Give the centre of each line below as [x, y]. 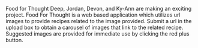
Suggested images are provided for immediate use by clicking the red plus [97, 34]
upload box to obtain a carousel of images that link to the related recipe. [94, 27]
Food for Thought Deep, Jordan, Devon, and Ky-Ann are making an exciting [99, 9]
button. [14, 40]
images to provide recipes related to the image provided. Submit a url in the [99, 21]
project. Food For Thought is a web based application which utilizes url [93, 15]
